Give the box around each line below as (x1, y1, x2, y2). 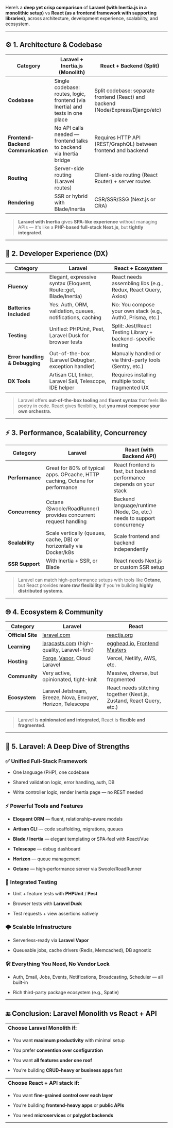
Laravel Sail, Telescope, (49, 377, 107, 385)
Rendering (8, 199, 34, 206)
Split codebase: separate (94, 87, 155, 94)
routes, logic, (54, 90, 86, 97)
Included (8, 310, 30, 318)
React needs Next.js (113, 557, 162, 564)
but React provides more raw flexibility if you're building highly (18, 582, 153, 588)
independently (113, 546, 148, 553)
